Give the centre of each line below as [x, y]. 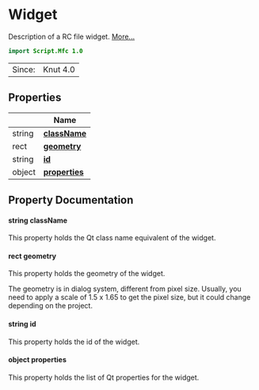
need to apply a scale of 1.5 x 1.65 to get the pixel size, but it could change [129, 297]
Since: [24, 69]
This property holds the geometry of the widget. [87, 273]
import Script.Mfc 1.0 [46, 51]
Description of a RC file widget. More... [72, 36]
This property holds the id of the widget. [74, 342]
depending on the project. [51, 306]
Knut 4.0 [59, 69]
